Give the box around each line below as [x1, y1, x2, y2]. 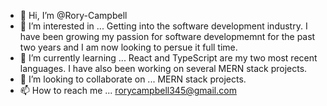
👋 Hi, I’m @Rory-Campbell [19, 10, 128, 21]
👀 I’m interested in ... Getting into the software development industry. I [19, 20, 308, 32]
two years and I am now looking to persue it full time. [19, 41, 238, 53]
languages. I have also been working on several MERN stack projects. [19, 63, 308, 74]
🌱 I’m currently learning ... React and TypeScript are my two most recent [19, 52, 318, 64]
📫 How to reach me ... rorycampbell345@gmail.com [19, 85, 237, 96]
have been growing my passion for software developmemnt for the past [19, 31, 316, 42]
